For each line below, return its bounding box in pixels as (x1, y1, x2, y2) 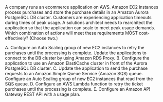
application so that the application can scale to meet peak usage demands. (5, 25, 156, 31)
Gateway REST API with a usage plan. (5, 91, 80, 97)
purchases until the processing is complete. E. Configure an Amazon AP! (5, 86, 151, 92)
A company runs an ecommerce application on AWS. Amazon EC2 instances (5, 4, 159, 10)
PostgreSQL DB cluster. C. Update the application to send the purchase (5, 65, 148, 71)
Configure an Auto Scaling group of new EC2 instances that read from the (5, 76, 153, 82)
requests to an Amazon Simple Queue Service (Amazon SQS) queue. (5, 71, 143, 76)
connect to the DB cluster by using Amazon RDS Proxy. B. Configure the (5, 55, 149, 61)
